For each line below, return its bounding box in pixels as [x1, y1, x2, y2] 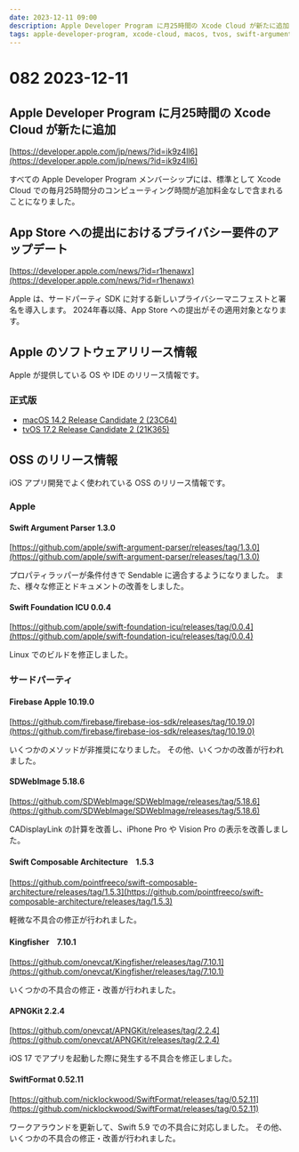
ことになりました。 [9, 197, 80, 207]
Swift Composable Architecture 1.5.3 [9, 857, 154, 867]
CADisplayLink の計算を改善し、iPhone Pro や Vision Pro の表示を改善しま [9, 824, 281, 834]
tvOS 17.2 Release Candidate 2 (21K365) [21, 424, 170, 435]
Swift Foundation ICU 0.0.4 [9, 601, 111, 612]
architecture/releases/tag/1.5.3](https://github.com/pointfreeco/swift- [9, 886, 264, 897]
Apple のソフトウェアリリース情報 [9, 344, 198, 359]
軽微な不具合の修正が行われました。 [9, 914, 142, 925]
